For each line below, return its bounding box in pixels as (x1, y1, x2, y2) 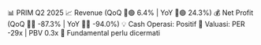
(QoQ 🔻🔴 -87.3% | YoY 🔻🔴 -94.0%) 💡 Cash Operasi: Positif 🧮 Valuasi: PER (7, 20, 245, 28)
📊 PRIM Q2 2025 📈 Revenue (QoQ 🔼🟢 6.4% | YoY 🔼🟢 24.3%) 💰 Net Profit (7, 8, 254, 17)
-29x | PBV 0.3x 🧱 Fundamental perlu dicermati (7, 28, 161, 37)
